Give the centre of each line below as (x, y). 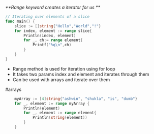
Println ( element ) (42, 108)
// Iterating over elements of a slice (48, 17)
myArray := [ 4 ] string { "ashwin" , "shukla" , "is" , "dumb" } (76, 98)
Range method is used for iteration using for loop (64, 69)
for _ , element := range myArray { (52, 104)
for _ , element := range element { (60, 113)
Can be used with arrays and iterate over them (61, 79)
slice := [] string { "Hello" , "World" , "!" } (58, 26)
